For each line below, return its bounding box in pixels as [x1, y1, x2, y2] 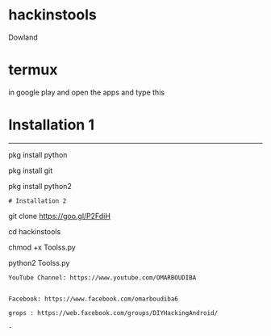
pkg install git [8, 166, 53, 175]
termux [8, 61, 58, 79]
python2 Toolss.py [8, 258, 70, 267]
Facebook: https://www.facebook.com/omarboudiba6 [8, 295, 179, 303]
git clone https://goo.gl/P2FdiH [8, 211, 111, 220]
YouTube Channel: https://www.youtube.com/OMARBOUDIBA [8, 273, 197, 282]
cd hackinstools [8, 226, 61, 236]
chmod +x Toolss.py [8, 242, 77, 252]
